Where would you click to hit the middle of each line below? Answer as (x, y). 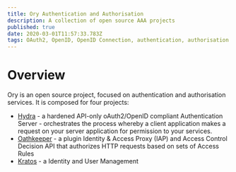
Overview (36, 75)
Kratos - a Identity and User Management (78, 161)
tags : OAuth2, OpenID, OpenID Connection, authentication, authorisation (118, 40)
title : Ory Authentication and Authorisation (75, 14)
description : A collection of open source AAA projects (91, 21)
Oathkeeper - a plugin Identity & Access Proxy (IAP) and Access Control (122, 139)
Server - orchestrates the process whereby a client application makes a (122, 124)
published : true (31, 27)
